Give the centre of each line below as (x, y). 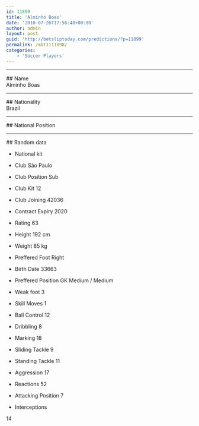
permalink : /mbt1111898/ (37, 45)
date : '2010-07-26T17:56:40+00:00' (50, 23)
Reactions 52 (31, 384)
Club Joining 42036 (39, 200)
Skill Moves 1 (31, 303)
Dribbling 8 (28, 326)
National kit (28, 154)
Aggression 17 (32, 373)
